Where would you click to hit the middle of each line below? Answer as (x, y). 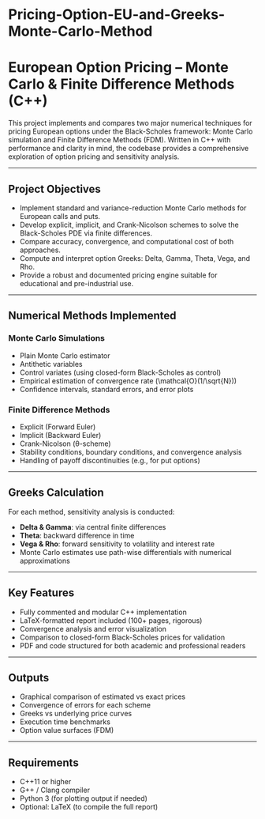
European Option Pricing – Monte (118, 68)
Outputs (29, 677)
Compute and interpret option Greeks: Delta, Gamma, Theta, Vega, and (135, 258)
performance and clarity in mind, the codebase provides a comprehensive (129, 149)
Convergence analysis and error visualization (93, 628)
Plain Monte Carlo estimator (65, 355)
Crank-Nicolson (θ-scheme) (65, 443)
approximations (45, 560)
